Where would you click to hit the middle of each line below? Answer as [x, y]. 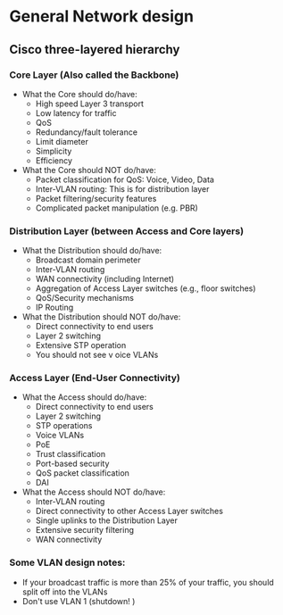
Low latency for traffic [76, 112]
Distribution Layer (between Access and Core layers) [126, 231]
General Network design [102, 17]
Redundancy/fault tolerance [87, 132]
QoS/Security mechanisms [84, 298]
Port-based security [72, 464]
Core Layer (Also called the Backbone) [94, 75]
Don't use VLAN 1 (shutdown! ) [79, 601]
